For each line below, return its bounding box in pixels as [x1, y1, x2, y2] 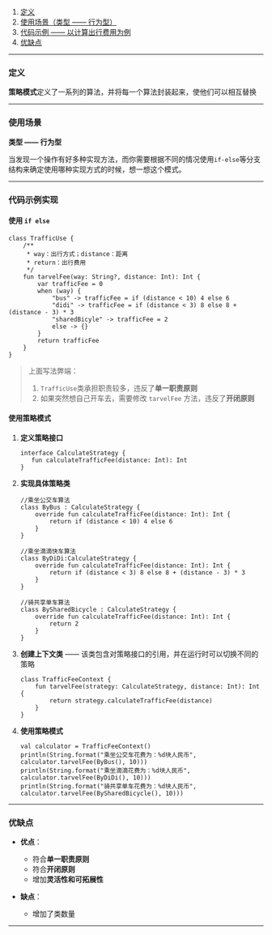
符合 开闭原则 [32, 865, 75, 874]
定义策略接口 [19, 433, 63, 442]
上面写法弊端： [28, 365, 79, 375]
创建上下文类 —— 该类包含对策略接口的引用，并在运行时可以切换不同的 [19, 649, 259, 659]
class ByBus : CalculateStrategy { [19, 503, 141, 511]
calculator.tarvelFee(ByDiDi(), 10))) [19, 773, 151, 782]
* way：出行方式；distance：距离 [26, 250, 128, 258]
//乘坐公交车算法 [19, 496, 70, 504]
